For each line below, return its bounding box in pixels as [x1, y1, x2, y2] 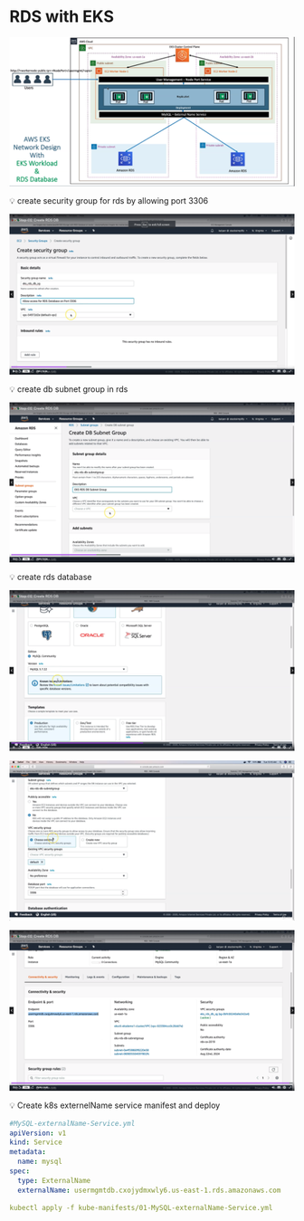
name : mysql [17, 1157, 63, 1167]
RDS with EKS [9, 6, 115, 27]
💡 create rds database [9, 572, 92, 583]
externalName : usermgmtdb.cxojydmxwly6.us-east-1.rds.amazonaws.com [17, 1186, 281, 1195]
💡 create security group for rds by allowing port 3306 [9, 196, 209, 206]
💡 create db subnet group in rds [9, 383, 128, 395]
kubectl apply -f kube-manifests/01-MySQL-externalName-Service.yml [9, 1203, 273, 1212]
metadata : [9, 1148, 47, 1157]
